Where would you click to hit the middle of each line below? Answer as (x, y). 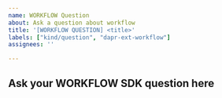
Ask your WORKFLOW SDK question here (111, 83)
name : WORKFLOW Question (49, 15)
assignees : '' (31, 45)
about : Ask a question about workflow (72, 23)
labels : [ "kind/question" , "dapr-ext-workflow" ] (89, 37)
